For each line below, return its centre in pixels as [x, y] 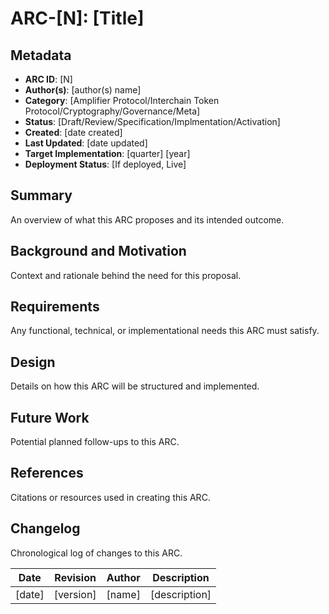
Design [33, 362]
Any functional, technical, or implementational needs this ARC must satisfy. [165, 331]
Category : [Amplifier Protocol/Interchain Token [122, 100]
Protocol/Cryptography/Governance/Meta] [112, 111]
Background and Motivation [98, 251]
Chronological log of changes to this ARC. [96, 553]
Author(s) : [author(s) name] [83, 90]
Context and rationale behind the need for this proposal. [126, 275]
